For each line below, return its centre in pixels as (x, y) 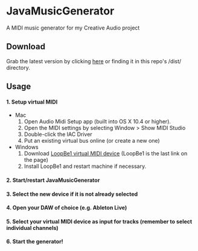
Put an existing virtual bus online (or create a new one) (92, 141)
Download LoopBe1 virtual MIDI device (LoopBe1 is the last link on (106, 153)
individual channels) (32, 228)
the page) (36, 160)
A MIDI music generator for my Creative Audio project (73, 28)
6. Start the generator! (35, 241)
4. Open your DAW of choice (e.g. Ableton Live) (67, 208)
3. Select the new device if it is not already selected (72, 194)
